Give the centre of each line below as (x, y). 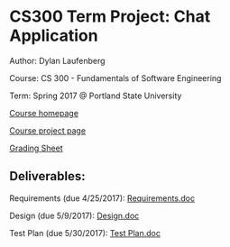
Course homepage (44, 113)
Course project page (48, 130)
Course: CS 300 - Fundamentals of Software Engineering (115, 78)
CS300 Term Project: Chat (110, 17)
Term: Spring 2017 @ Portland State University (96, 96)
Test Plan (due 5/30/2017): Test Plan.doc (85, 233)
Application (54, 36)
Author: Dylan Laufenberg (57, 60)
